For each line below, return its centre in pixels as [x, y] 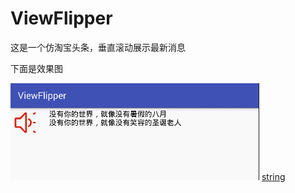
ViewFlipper [61, 18]
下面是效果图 [36, 68]
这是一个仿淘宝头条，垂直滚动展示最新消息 [98, 47]
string [273, 176]
